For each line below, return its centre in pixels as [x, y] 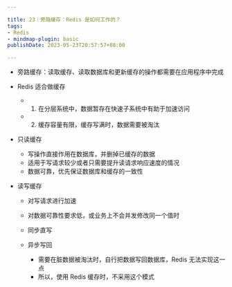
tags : [15, 26]
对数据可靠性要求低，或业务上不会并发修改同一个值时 [104, 216]
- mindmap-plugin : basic [43, 39]
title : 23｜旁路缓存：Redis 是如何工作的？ [64, 19]
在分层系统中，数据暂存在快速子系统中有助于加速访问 [114, 109]
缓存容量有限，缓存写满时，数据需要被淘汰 [99, 124]
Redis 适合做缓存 [41, 86]
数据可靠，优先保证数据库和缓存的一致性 [85, 172]
